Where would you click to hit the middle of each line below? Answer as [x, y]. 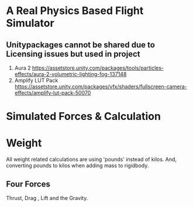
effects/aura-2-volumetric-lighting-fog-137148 [70, 74]
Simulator [30, 23]
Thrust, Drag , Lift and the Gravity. [47, 198]
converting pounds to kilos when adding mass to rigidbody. [77, 165]
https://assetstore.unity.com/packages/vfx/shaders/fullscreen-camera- [101, 87]
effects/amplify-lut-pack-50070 [53, 93]
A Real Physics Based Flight [75, 11]
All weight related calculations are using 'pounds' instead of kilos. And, [92, 160]
